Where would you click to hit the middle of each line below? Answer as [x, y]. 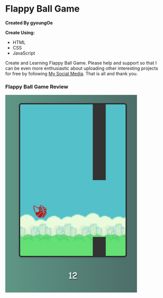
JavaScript [24, 53]
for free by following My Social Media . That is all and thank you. [72, 73]
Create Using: [20, 32]
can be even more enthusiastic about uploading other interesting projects [82, 68]
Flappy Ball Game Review [37, 86]
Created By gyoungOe [29, 23]
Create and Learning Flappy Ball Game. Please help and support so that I [81, 63]
